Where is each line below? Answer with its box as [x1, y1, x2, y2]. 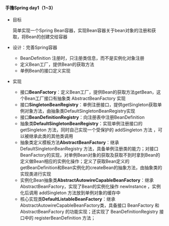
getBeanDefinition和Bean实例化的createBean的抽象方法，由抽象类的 [20, 165, 162, 171]
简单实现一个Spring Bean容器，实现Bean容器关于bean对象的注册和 [12, 28, 152, 34]
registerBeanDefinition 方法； [34, 215, 96, 221]
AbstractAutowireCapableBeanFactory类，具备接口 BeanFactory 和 [20, 202, 159, 208]
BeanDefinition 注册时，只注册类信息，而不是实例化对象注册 [20, 55, 145, 61]
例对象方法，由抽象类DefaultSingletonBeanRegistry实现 [20, 108, 135, 114]
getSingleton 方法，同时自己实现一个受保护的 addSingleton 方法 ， [20, 127, 158, 133]
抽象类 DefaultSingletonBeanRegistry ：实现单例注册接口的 [20, 121, 143, 127]
